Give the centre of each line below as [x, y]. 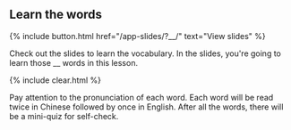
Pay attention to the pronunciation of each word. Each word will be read [141, 97]
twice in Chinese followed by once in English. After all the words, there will [146, 107]
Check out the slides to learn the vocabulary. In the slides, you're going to [145, 53]
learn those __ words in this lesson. [74, 62]
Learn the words [56, 15]
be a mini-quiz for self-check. [64, 116]
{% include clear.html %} [55, 80]
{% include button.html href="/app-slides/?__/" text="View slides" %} [137, 36]
